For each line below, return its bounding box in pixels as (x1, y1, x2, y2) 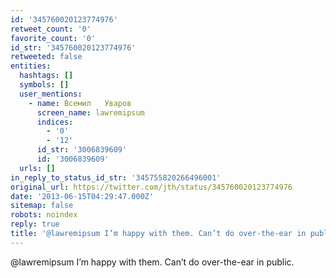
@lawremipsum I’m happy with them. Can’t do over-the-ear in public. (10, 256, 295, 268)
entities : (10, 61, 52, 71)
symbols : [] (19, 80, 70, 90)
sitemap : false (10, 201, 74, 211)
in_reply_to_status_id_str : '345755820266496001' (10, 172, 222, 183)
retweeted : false (10, 52, 83, 62)
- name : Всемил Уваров (28, 98, 132, 108)
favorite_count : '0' (10, 33, 97, 43)
